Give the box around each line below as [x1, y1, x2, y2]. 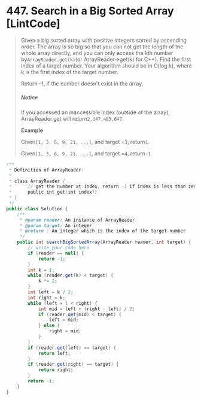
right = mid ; [48, 328, 82, 334]
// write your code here [28, 245, 90, 251]
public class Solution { [6, 206, 68, 212]
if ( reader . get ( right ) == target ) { [28, 362, 119, 368]
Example [20, 127, 44, 134]
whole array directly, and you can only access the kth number [20, 49, 173, 56]
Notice [20, 94, 38, 101]
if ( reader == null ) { [28, 250, 84, 256]
